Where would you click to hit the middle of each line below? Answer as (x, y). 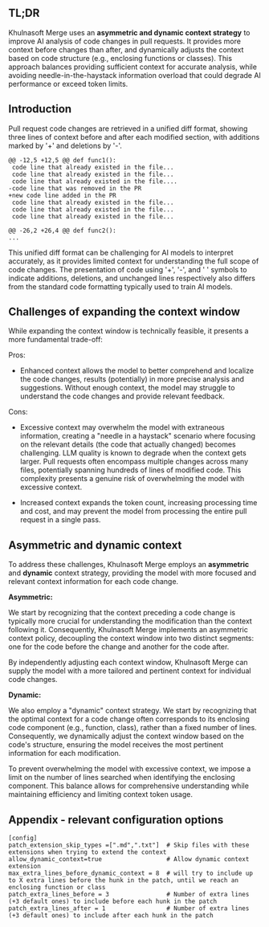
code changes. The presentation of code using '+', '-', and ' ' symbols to (128, 269)
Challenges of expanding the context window (124, 312)
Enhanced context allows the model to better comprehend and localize (137, 371)
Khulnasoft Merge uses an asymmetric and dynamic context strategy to (129, 32)
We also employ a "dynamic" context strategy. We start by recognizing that (132, 711)
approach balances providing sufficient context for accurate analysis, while (132, 67)
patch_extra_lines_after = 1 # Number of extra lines (129, 909)
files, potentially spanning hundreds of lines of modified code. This (130, 470)
